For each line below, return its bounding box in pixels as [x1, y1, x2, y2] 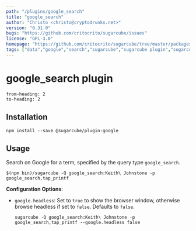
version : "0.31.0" [6, 25, 51, 31]
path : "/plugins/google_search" [6, 8, 85, 15]
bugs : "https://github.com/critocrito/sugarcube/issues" [6, 30, 148, 36]
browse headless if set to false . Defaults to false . [14, 203, 135, 211]
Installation [6, 112, 48, 122]
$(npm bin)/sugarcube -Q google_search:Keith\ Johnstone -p [6, 170, 156, 176]
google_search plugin [6, 71, 113, 85]
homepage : [6, 42, 30, 47]
